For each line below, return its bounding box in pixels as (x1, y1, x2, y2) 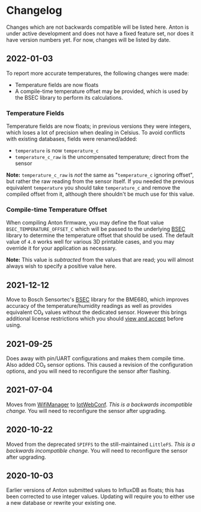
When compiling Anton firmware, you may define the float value (6, 219, 164, 226)
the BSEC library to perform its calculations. (14, 94, 124, 101)
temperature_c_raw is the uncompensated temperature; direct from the (14, 154, 189, 161)
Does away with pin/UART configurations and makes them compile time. (6, 355, 185, 362)
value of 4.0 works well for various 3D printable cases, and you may (6, 238, 175, 245)
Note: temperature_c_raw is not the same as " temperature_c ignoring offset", (6, 172, 194, 179)
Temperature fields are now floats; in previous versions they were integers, (6, 122, 191, 130)
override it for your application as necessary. (6, 244, 117, 252)
